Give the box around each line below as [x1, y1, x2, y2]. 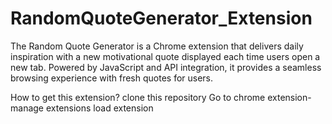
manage [10, 102, 45, 114]
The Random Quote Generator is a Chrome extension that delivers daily [10, 40, 304, 52]
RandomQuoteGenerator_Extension [10, 7, 313, 30]
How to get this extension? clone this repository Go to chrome [10, 91, 266, 103]
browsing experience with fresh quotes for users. [10, 72, 214, 84]
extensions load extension [45, 102, 154, 114]
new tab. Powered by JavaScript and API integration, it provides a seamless [10, 61, 322, 73]
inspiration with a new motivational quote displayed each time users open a [10, 50, 321, 62]
